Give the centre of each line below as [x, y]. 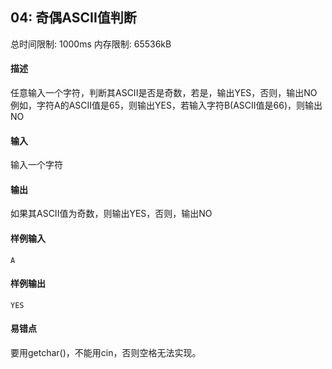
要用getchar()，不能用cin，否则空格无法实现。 [106, 353]
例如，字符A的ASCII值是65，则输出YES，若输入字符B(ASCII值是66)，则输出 [166, 105]
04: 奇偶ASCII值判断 [73, 18]
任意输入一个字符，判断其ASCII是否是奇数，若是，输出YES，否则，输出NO [164, 93]
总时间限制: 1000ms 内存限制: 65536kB [91, 44]
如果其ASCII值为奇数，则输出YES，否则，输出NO [111, 214]
